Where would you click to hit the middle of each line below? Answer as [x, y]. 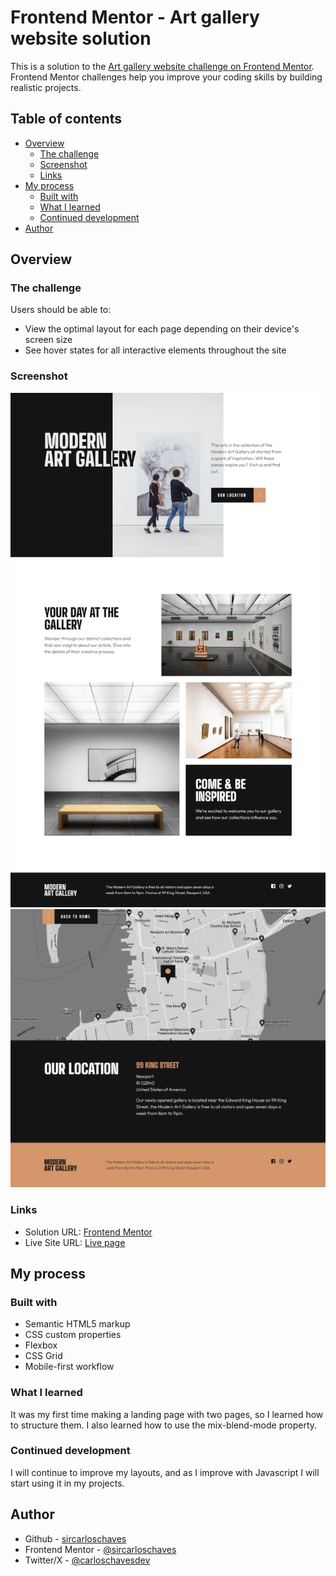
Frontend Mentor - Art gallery [135, 17]
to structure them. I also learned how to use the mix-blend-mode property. [164, 1425]
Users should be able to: [61, 310]
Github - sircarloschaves [75, 1538]
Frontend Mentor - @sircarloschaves [100, 1549]
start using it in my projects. [67, 1483]
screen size [48, 340]
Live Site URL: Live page [75, 1242]
